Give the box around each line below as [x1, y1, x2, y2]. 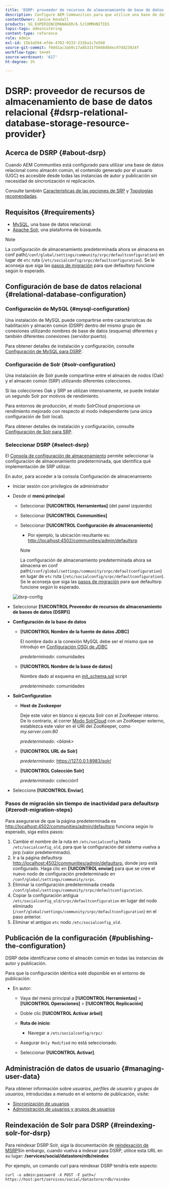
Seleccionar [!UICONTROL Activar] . [20, 1049, 96, 1055]
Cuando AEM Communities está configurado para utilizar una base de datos [5, 162, 164, 168]
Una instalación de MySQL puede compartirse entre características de [5, 317, 152, 323]
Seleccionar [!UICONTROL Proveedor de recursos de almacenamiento [12, 604, 162, 610]
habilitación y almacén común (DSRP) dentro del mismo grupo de [5, 322, 142, 328]
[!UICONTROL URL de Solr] [20, 748, 77, 754]
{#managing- [121, 1064, 164, 1073]
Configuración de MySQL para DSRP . [5, 348, 83, 354]
